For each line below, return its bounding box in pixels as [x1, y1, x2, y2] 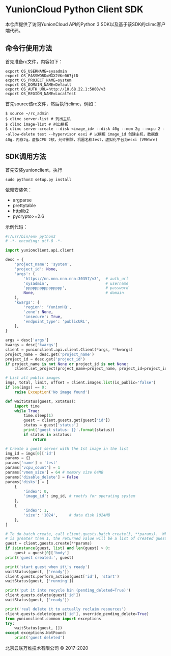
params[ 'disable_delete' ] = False [5, 474, 79, 480]
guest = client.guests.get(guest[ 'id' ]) [23, 418, 110, 423]
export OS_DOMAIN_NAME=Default [5, 82, 72, 87]
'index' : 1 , [23, 508, 49, 513]
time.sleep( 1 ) [23, 413, 53, 418]
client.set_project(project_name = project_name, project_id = [14, 366, 145, 371]
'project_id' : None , [14, 266, 58, 272]
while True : [14, 408, 40, 414]
